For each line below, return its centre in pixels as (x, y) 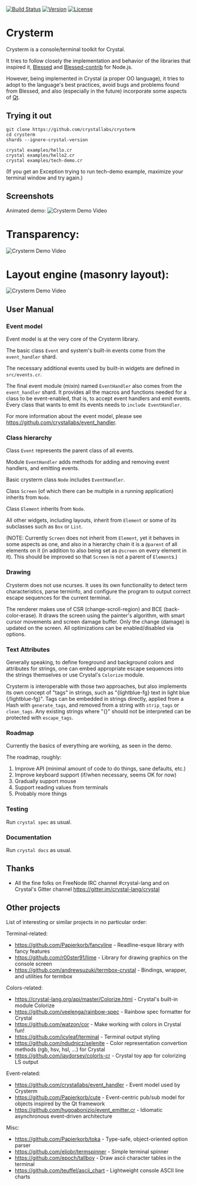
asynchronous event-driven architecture (64, 1116)
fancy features (32, 951)
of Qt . (13, 97)
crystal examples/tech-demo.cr (44, 160)
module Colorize (34, 1005)
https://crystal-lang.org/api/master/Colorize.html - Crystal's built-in (96, 999)
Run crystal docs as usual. (39, 850)
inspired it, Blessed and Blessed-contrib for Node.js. (69, 67)
